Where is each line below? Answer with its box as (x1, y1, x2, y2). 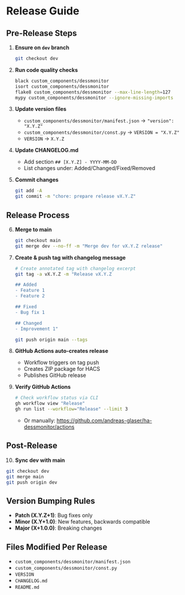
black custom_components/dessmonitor (14, 78, 110, 84)
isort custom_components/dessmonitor (14, 83, 110, 89)
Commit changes (14, 176, 59, 183)
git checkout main (14, 237, 61, 243)
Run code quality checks (14, 66, 78, 73)
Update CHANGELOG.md (14, 147, 79, 154)
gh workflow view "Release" (14, 400, 85, 407)
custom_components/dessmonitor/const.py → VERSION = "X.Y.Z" (23, 129, 180, 136)
